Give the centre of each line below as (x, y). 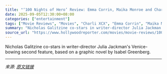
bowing (13, 52)
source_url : (17, 33)
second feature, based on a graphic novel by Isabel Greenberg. (86, 52)
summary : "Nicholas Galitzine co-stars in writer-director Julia (74, 28)
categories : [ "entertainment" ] (38, 19)
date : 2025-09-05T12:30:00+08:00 (40, 14)
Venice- (140, 47)
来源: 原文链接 (19, 67)
